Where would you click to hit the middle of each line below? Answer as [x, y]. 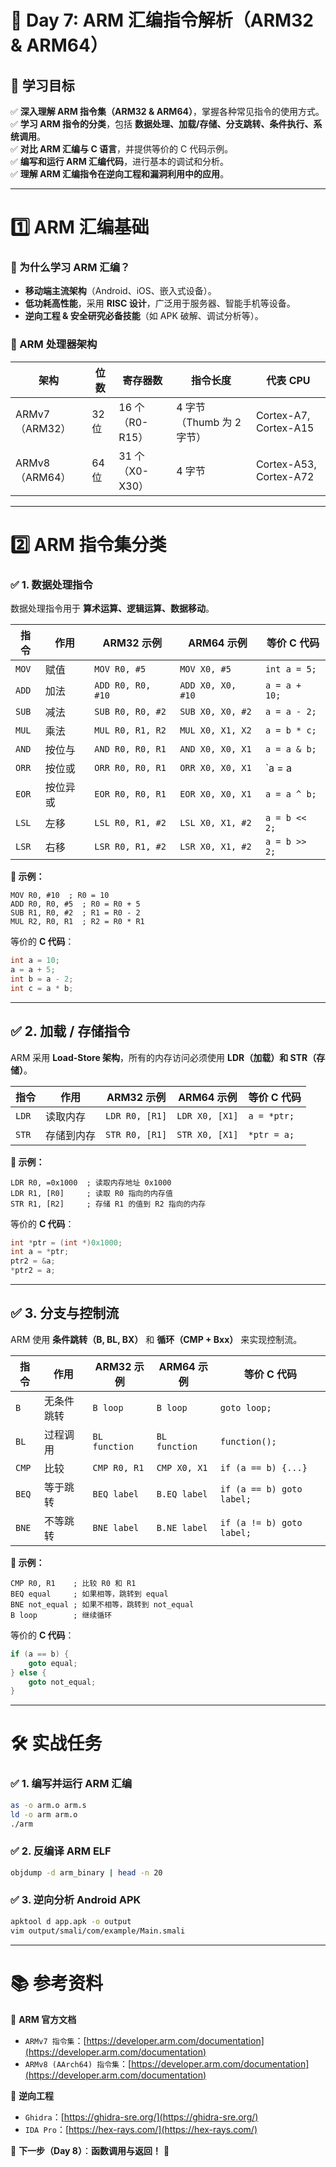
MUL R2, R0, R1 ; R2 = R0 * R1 [77, 922]
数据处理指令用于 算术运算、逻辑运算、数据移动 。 [112, 608]
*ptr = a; [271, 1134]
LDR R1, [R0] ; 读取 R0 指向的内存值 [91, 1193]
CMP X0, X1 [182, 1467]
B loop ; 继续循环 [61, 1615]
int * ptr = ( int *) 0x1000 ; [66, 1242]
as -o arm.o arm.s [48, 1805]
